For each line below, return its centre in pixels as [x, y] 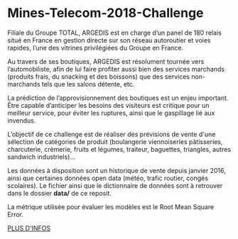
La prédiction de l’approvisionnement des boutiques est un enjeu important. [118, 98]
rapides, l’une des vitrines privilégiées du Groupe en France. [96, 48]
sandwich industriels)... [42, 157]
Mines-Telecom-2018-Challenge [106, 13]
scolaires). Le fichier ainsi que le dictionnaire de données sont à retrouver [115, 185]
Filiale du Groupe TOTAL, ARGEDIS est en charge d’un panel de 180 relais [114, 33]
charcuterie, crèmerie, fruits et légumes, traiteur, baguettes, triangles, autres [119, 149]
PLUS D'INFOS [29, 228]
